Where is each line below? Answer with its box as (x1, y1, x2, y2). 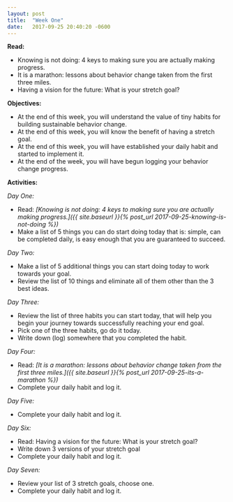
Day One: (7, 192, 35, 200)
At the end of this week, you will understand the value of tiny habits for (17, 113, 221, 121)
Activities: (7, 178, 38, 187)
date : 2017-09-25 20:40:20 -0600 (7, 23, 111, 30)
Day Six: (7, 424, 31, 432)
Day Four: (7, 347, 36, 356)
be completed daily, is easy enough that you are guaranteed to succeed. (17, 235, 226, 243)
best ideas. (17, 285, 50, 293)
